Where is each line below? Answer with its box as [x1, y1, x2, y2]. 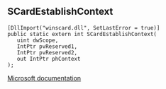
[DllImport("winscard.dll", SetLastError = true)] [7, 24, 160, 31]
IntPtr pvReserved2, [16, 49, 78, 56]
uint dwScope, [16, 37, 59, 44]
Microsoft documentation [7, 73, 82, 82]
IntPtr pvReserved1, [16, 42, 78, 50]
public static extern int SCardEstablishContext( [7, 30, 157, 37]
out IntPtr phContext [16, 55, 81, 62]
